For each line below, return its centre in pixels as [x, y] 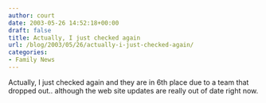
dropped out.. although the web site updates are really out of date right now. [133, 90]
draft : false [30, 30]
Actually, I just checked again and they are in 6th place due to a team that [129, 82]
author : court [32, 15]
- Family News [32, 60]
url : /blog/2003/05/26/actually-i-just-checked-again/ [101, 45]
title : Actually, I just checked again [74, 38]
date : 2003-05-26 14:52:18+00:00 [64, 23]
